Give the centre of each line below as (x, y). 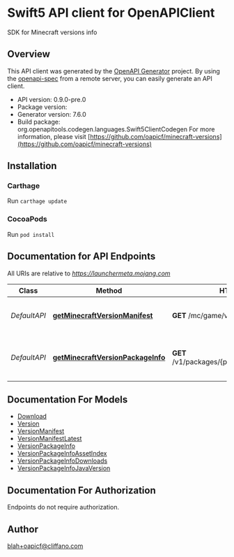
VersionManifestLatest (49, 439)
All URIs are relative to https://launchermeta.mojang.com (89, 273)
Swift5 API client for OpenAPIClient (111, 13)
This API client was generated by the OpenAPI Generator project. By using (114, 71)
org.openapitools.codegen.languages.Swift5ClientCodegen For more (116, 129)
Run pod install (31, 234)
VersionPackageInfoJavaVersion (64, 468)
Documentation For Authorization (81, 490)
